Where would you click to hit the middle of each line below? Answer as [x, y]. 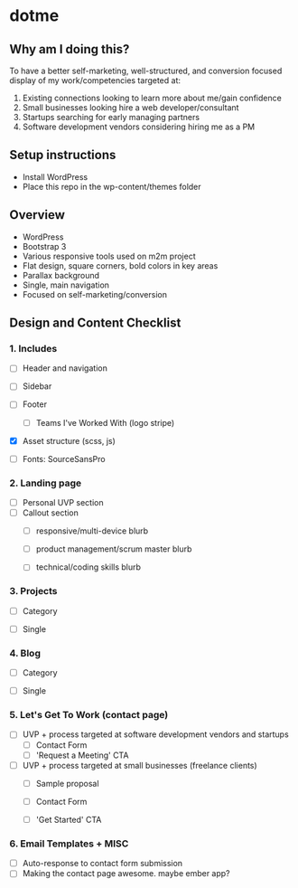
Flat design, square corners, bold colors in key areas [120, 265]
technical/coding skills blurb [88, 567]
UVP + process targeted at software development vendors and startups [155, 734]
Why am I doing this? [70, 49]
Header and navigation [65, 368]
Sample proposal [67, 783]
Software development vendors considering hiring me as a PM [139, 127]
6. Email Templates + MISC [69, 844]
